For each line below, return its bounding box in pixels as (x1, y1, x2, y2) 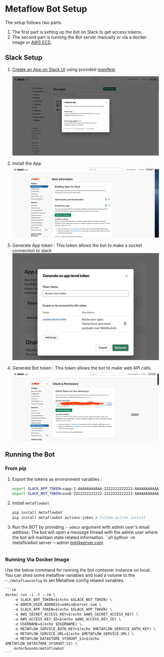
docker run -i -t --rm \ (5, 593, 56, 597)
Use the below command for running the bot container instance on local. (5, 567, 151, 573)
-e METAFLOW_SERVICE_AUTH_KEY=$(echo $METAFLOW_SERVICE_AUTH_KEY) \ (14, 627, 156, 632)
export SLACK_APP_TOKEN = (12, 486, 63, 491)
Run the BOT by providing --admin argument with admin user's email (12, 524, 150, 530)
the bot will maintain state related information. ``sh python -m (12, 535, 135, 540)
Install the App (12, 160, 41, 166)
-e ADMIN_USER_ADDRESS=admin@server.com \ (14, 602, 102, 607)
